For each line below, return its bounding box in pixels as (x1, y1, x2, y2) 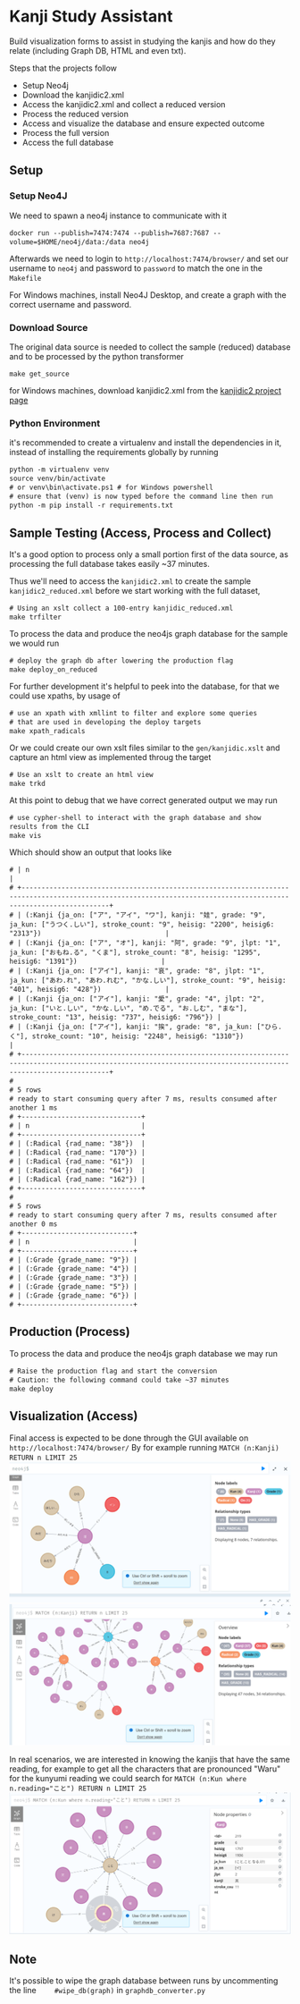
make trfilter (9, 613, 62, 622)
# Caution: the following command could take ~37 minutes (9, 1375, 229, 1384)
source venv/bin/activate (9, 474, 105, 484)
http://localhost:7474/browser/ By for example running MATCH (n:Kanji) (9, 1442, 279, 1452)
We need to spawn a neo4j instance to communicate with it (9, 210, 228, 221)
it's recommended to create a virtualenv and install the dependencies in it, (9, 437, 282, 448)
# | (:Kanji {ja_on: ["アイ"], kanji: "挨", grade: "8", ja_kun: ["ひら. (9, 1022, 283, 1032)
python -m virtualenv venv (9, 465, 110, 475)
